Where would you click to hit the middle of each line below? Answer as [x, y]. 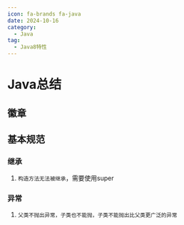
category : [22, 27]
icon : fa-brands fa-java [44, 14]
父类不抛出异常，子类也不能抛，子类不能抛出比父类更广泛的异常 [97, 215]
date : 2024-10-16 [33, 21]
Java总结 [35, 84]
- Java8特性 [31, 47]
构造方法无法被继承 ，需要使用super [66, 178]
